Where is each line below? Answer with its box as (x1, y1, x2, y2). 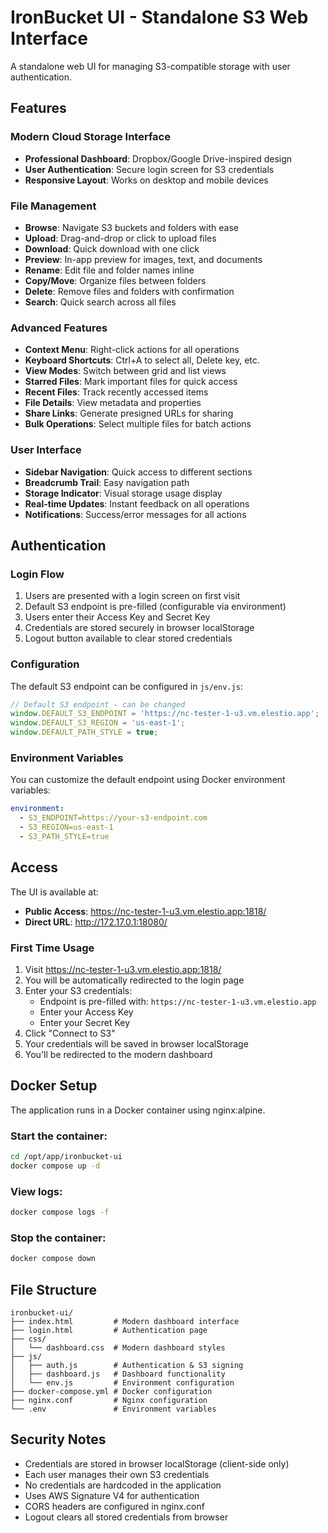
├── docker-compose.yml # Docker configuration (10, 1386, 213, 1396)
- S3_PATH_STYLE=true (19, 831, 110, 841)
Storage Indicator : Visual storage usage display (24, 487, 223, 499)
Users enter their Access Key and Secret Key (24, 611, 211, 623)
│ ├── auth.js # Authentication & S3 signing (10, 1360, 244, 1370)
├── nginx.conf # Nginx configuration (10, 1395, 208, 1405)
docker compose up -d (10, 1161, 101, 1171)
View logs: (10, 1184, 63, 1198)
